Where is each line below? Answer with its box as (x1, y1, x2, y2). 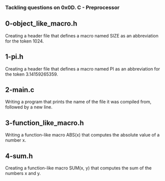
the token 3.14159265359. (5, 71, 58, 77)
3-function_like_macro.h (5, 118, 84, 127)
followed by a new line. (5, 104, 52, 110)
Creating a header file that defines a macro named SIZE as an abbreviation (5, 32, 158, 38)
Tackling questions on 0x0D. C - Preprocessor (5, 4, 120, 11)
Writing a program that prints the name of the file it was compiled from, (5, 99, 151, 105)
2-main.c (5, 85, 34, 94)
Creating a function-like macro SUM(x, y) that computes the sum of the (5, 164, 152, 171)
